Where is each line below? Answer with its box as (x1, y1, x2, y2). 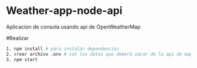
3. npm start (6, 56, 38, 62)
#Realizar (6, 34, 29, 41)
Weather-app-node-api (6, 4, 123, 17)
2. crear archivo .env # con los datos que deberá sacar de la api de (6, 51, 182, 57)
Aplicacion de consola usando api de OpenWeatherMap (6, 23, 141, 30)
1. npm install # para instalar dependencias (6, 45, 119, 52)
